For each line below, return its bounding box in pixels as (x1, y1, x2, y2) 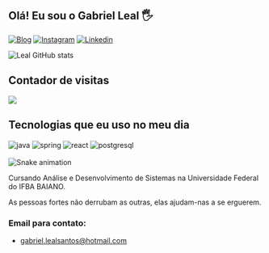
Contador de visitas (8, 74, 110, 87)
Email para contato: (8, 217, 86, 229)
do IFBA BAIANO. (8, 182, 66, 192)
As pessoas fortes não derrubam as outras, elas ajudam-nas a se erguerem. (8, 197, 262, 207)
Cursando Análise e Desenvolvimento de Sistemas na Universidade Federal (8, 173, 259, 183)
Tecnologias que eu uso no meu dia (8, 118, 190, 132)
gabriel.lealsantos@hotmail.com (19, 236, 128, 246)
